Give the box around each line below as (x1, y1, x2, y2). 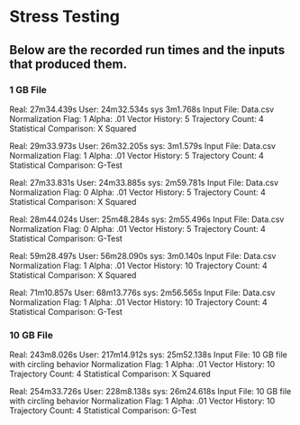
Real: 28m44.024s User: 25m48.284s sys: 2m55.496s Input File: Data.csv (9, 214, 285, 225)
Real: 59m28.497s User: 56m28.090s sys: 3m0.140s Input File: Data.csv (9, 250, 277, 261)
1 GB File (9, 83, 48, 96)
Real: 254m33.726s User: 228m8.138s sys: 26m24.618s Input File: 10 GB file (9, 386, 292, 397)
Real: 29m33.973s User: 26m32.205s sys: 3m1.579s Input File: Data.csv (9, 140, 277, 151)
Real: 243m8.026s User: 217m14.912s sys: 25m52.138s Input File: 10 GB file (9, 349, 288, 360)
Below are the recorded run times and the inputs (9, 42, 286, 58)
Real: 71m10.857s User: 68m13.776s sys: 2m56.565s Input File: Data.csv (9, 287, 276, 298)
